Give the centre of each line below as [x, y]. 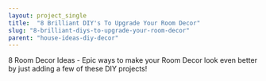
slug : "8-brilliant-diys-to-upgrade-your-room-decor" [99, 30]
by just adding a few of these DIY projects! [78, 69]
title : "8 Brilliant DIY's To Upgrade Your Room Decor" [104, 23]
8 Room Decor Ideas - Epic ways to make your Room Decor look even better [133, 60]
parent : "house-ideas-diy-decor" [64, 38]
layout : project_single [48, 15]
